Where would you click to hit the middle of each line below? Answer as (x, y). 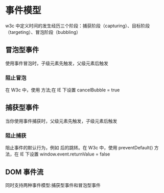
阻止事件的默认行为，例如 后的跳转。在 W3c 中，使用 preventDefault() (79, 148)
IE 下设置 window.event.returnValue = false (65, 154)
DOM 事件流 (24, 172)
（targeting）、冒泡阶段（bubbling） (43, 32)
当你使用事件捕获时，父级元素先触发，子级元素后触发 (61, 121)
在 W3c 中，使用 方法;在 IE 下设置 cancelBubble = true (63, 90)
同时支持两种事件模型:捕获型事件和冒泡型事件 (53, 185)
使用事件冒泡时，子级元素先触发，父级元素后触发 (57, 63)
